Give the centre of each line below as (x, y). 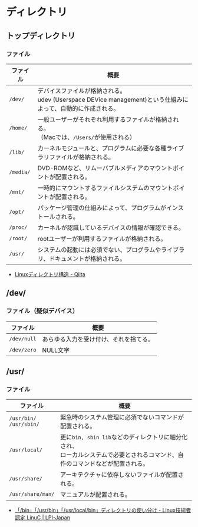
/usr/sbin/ (24, 424)
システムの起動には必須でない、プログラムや (99, 250)
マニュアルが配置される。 (95, 495)
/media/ (20, 172)
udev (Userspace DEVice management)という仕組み (110, 100)
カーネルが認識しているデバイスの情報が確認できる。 (111, 227)
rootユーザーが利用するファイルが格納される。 (102, 238)
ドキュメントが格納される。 (88, 258)
